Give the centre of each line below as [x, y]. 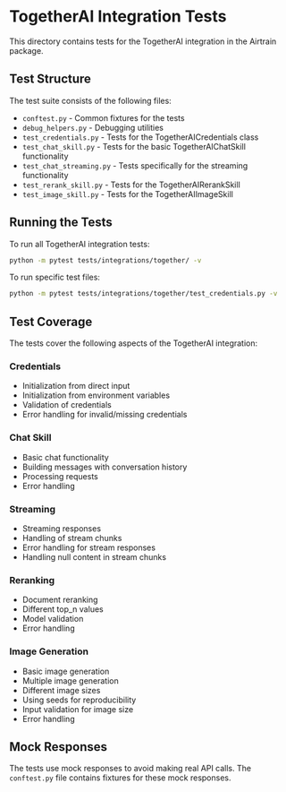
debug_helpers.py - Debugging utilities [93, 127]
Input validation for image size [78, 709]
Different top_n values [63, 609]
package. [26, 50]
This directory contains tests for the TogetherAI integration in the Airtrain [143, 41]
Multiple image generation [70, 680]
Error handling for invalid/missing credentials [105, 415]
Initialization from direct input [76, 386]
